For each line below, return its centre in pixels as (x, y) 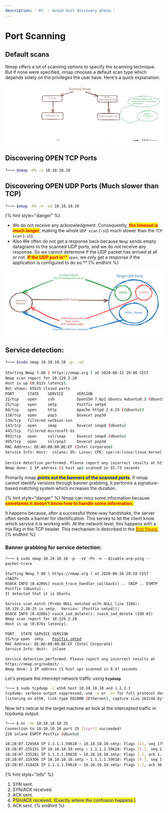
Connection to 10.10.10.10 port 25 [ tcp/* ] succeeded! (63, 729)
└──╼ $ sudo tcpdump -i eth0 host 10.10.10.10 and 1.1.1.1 (68, 688)
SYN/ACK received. (32, 790)
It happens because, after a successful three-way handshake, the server (80, 513)
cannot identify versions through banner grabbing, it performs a (71, 483)
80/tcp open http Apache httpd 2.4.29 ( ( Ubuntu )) (74, 410)
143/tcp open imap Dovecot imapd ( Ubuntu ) (66, 426)
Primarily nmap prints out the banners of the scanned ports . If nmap (77, 478)
